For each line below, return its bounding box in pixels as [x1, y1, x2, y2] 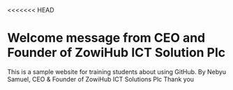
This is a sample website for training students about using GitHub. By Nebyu [7, 67, 227, 75]
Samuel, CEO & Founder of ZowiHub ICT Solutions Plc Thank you [7, 75, 194, 83]
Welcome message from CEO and [7, 30, 206, 46]
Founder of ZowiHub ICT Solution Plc [7, 45, 226, 61]
